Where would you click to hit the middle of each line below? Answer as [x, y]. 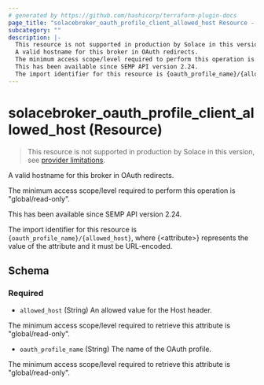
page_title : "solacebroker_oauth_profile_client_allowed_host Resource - [132, 23]
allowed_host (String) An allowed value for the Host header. [115, 310]
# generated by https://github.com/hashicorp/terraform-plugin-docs [123, 15]
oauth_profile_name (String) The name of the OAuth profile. [115, 349]
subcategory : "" [35, 30]
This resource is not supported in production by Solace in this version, [141, 151]
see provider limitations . [66, 160]
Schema [29, 270]
